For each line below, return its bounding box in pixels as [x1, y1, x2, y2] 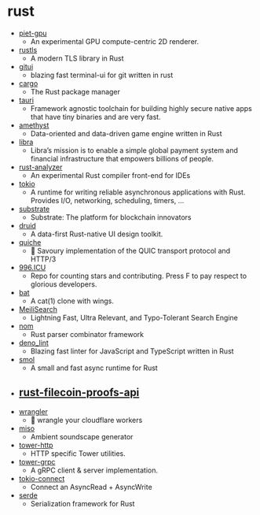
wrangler [18, 406, 49, 416]
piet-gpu [18, 28, 48, 38]
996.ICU [18, 262, 46, 272]
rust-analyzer [18, 162, 63, 172]
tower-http [18, 440, 53, 450]
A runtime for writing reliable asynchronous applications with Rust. [30, 187, 246, 197]
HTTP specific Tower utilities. [30, 448, 126, 458]
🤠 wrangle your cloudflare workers [30, 415, 143, 424]
